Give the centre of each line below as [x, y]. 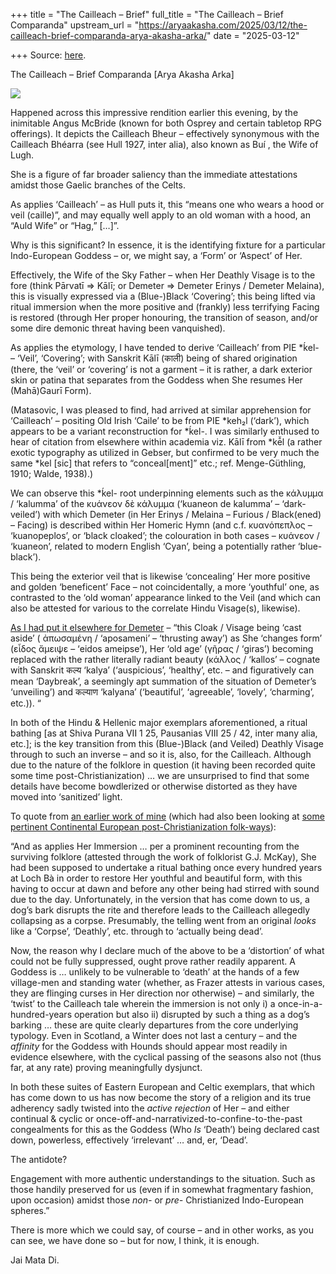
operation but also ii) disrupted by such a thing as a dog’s [191, 1014]
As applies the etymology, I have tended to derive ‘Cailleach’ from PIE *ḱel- [165, 347]
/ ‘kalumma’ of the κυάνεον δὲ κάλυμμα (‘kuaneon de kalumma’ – [145, 503]
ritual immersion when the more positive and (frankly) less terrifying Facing [165, 307]
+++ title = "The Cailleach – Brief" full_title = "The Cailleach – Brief [147, 14]
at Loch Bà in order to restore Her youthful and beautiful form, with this [156, 878]
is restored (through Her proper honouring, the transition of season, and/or [164, 317]
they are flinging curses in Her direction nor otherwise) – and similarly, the [162, 993]
